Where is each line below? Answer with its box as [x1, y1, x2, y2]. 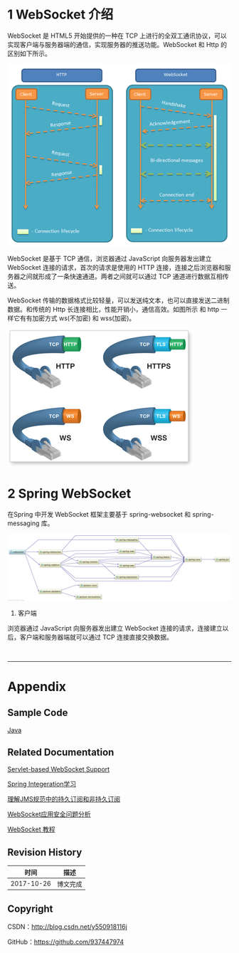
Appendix [7, 678, 66, 695]
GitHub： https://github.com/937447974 [7, 937, 124, 947]
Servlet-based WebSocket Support [7, 765, 110, 774]
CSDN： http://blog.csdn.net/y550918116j [7, 922, 128, 931]
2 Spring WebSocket [7, 485, 132, 502]
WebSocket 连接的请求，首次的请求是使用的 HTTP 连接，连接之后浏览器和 [7, 263, 225, 272]
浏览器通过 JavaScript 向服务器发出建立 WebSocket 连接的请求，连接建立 [7, 623, 223, 632]
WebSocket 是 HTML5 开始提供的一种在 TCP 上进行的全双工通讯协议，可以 [7, 31, 228, 40]
